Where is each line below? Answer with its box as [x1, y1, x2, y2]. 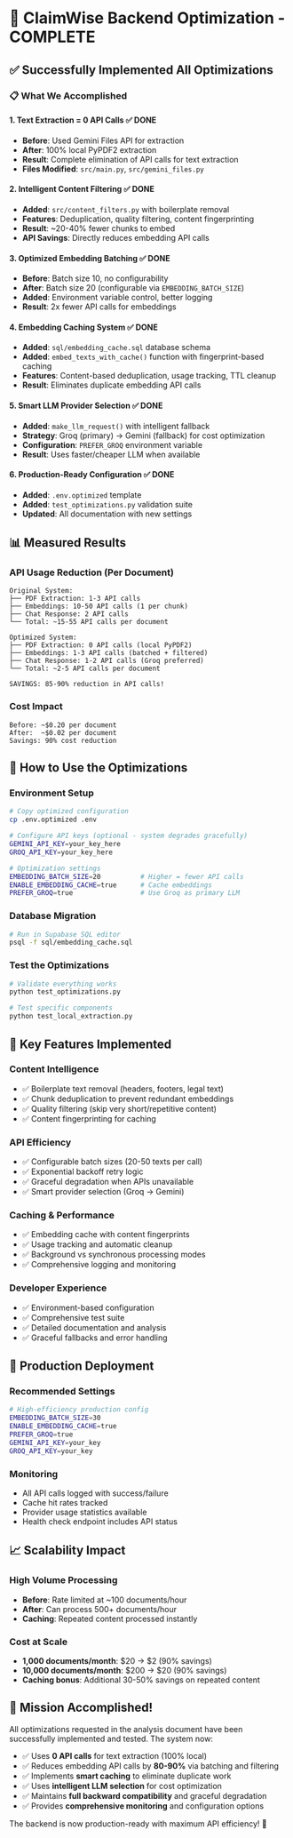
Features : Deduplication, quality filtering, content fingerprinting [21, 213, 255, 224]
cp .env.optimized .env [9, 815, 98, 825]
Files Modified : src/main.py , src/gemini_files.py [21, 164, 204, 174]
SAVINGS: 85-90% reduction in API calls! [9, 680, 165, 689]
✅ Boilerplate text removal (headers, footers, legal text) [21, 1083, 225, 1094]
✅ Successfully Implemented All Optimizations [9, 62, 273, 77]
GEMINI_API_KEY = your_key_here [9, 840, 122, 849]
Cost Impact [9, 700, 64, 713]
